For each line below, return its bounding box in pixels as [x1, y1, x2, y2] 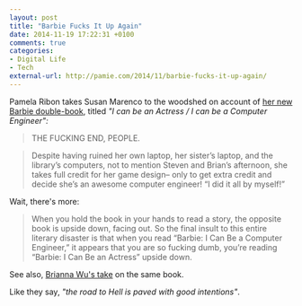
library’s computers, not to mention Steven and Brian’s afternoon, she [31, 159, 288, 170]
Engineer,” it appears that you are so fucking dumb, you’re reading [31, 241, 278, 252]
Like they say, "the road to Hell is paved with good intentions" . [9, 286, 241, 297]
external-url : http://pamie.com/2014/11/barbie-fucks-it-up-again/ [9, 72, 268, 81]
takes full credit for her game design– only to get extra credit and [31, 169, 272, 179]
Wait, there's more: [9, 196, 80, 206]
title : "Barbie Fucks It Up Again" [9, 22, 143, 31]
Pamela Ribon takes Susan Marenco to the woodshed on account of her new [9, 96, 293, 107]
